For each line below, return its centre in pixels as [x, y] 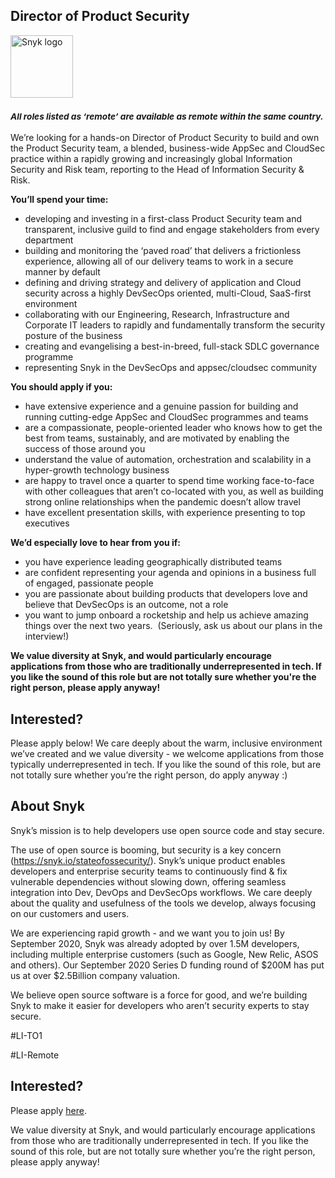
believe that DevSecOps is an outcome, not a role [126, 605]
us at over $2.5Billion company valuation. [95, 975]
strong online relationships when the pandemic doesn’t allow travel [162, 502]
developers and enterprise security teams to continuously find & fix [149, 871]
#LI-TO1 [26, 1035]
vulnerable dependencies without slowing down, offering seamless [148, 881]
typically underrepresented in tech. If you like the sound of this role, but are [166, 764]
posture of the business [73, 336]
